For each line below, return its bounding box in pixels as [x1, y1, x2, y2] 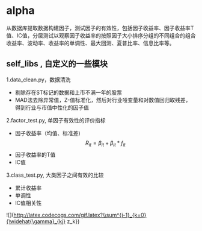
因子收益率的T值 [14, 151, 56, 158]
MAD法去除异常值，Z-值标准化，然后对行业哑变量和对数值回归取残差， [14, 96, 191, 103]
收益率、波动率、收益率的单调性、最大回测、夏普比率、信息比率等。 [6, 39, 175, 46]
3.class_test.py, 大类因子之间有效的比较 [6, 171, 104, 179]
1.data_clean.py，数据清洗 [6, 76, 71, 83]
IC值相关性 [14, 199, 42, 206]
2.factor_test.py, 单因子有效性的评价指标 [6, 116, 106, 124]
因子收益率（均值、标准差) [14, 129, 81, 136]
